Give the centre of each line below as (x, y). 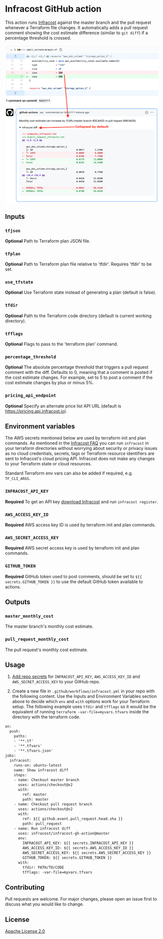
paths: (20, 736)
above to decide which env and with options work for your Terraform (81, 702)
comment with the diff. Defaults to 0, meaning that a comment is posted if (79, 372)
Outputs (18, 602)
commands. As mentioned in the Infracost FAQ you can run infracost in (77, 443)
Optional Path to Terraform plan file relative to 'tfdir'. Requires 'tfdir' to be (78, 264)
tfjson (13, 230)
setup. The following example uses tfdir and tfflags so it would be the (84, 707)
